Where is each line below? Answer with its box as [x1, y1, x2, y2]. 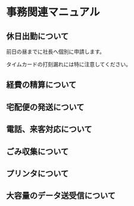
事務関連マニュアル [6, 5, 100, 19]
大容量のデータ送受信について [6, 190, 116, 201]
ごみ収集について [6, 146, 69, 156]
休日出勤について [6, 31, 69, 41]
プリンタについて [6, 168, 69, 179]
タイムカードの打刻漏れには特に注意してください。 [6, 61, 131, 67]
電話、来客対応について [6, 124, 92, 134]
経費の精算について [6, 80, 77, 90]
